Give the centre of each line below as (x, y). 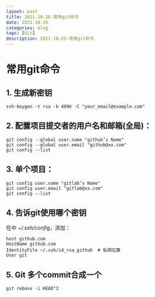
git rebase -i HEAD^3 (32, 289)
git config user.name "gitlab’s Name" (53, 183)
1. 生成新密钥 (29, 93)
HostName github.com (31, 244)
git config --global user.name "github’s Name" (65, 140)
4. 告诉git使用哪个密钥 (46, 213)
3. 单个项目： (30, 169)
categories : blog (27, 28)
